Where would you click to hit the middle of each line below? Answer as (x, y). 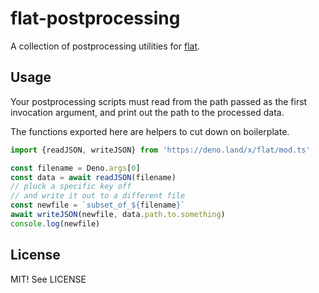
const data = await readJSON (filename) (93, 177)
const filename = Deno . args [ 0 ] (75, 168)
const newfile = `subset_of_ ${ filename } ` (98, 205)
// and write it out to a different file (98, 196)
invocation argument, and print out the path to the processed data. (147, 112)
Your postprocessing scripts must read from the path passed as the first (159, 101)
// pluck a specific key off (71, 187)
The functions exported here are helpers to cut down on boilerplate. (150, 131)
